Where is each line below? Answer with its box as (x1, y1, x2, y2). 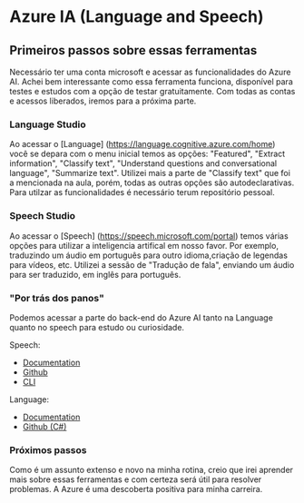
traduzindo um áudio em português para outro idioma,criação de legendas (9, 250, 289, 261)
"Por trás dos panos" (9, 291, 104, 304)
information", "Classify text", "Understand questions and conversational (9, 158, 278, 169)
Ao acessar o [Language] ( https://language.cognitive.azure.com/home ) (9, 139, 276, 150)
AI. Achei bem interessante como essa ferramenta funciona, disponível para (9, 76, 293, 87)
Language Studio (9, 118, 86, 131)
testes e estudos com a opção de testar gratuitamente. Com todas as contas (9, 86, 296, 96)
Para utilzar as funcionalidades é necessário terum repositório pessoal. (9, 187, 275, 198)
